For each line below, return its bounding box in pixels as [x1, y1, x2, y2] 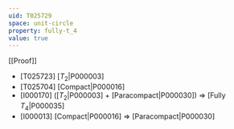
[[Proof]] [8, 56, 38, 66]
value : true [8, 34, 48, 42]
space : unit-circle [8, 19, 74, 27]
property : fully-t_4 [8, 26, 78, 34]
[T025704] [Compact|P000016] [19, 82, 125, 92]
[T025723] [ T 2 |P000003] [19, 71, 105, 83]
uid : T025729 [8, 11, 52, 20]
